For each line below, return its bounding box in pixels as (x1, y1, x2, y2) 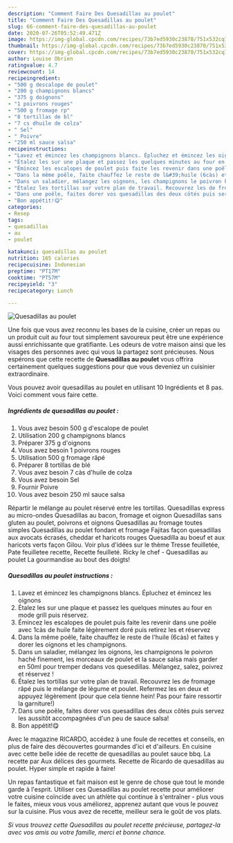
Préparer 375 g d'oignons (17, 438, 91, 448)
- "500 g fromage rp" (8, 107, 71, 114)
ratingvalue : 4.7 (8, 62, 58, 69)
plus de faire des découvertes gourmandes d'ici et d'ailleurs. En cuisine (8, 742, 212, 751)
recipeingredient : (8, 74, 61, 82)
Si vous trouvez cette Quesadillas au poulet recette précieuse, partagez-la (8, 821, 221, 829)
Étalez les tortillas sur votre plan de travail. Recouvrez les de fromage (17, 677, 216, 686)
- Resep (8, 210, 30, 217)
